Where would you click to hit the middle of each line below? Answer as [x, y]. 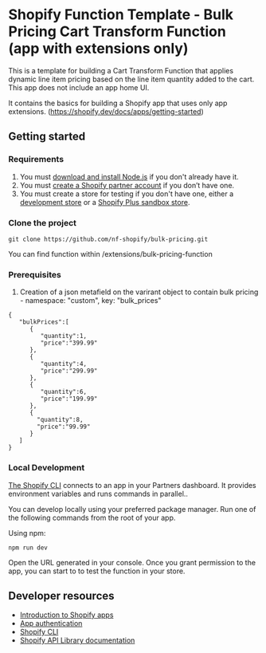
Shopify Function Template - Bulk [121, 15]
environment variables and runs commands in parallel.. [98, 494]
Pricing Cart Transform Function [117, 31]
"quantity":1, [64, 336]
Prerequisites [35, 274]
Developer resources [61, 596]
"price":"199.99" [69, 399]
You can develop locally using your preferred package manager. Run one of [132, 509]
